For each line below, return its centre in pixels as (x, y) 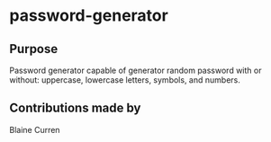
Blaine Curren (35, 129)
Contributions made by (75, 108)
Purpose (34, 49)
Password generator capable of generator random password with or (135, 70)
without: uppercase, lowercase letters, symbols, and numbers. (125, 80)
